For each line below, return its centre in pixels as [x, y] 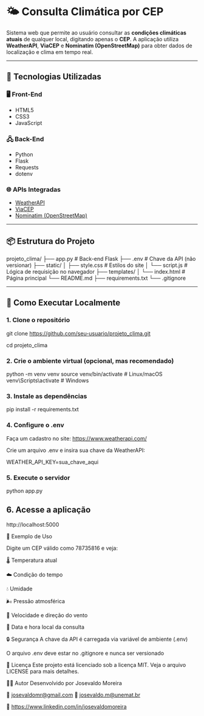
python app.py [25, 491]
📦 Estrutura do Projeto [51, 241]
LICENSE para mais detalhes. [43, 671]
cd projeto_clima [27, 345]
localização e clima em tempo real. [50, 52]
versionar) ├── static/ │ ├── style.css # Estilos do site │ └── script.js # [97, 265]
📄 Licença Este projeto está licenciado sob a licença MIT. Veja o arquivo [96, 664]
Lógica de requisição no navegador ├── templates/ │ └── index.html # [96, 272]
